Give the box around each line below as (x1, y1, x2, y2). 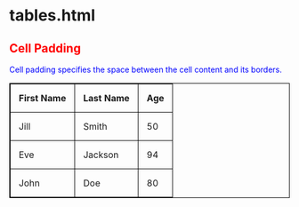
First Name (19, 92, 67, 104)
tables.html (9, 5, 96, 26)
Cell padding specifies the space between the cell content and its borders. (9, 64, 282, 75)
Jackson (83, 148, 119, 161)
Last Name (83, 92, 131, 104)
